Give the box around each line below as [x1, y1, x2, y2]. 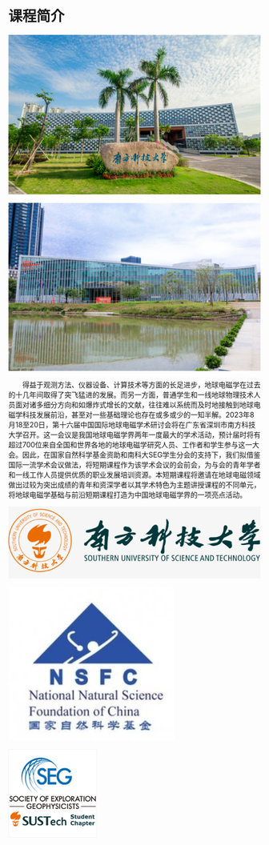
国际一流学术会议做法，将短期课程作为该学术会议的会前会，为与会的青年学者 [8, 459, 261, 469]
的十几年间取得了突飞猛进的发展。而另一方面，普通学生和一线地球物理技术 [8, 390, 254, 399]
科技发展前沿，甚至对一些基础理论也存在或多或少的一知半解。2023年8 [22, 410, 255, 419]
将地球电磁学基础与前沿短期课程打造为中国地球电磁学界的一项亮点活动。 [8, 490, 247, 499]
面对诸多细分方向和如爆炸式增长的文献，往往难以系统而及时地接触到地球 [14, 399, 254, 409]
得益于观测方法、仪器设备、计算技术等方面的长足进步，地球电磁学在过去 [22, 379, 261, 389]
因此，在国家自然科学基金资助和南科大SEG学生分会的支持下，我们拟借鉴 [22, 450, 261, 459]
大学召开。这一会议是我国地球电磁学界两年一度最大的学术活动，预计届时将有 [8, 430, 261, 439]
